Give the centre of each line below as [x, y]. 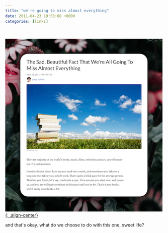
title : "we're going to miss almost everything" [57, 11]
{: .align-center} [22, 215]
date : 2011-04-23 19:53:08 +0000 [40, 16]
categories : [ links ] [27, 21]
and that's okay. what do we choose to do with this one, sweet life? [75, 225]
